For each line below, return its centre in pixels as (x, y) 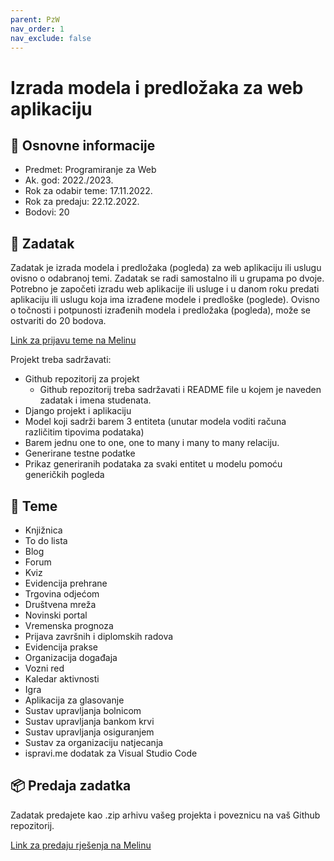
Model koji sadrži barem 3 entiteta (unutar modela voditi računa (155, 422)
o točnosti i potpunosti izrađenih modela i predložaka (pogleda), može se (160, 310)
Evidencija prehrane (66, 583)
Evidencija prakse (61, 647)
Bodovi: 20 (47, 212)
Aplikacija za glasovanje (74, 700)
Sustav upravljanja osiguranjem (89, 732)
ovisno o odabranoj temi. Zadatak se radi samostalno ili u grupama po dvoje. (167, 278)
